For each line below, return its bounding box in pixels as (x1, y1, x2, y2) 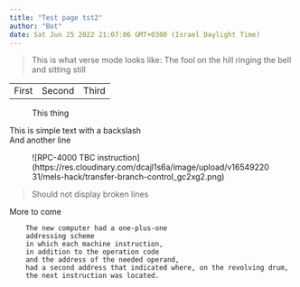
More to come (9, 207, 61, 218)
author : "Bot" (9, 22, 63, 31)
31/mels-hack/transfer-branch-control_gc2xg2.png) (32, 171, 225, 182)
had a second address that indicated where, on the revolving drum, (25, 264, 289, 273)
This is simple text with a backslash (9, 125, 142, 136)
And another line (9, 134, 71, 145)
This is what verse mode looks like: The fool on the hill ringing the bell (31, 55, 292, 66)
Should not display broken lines (31, 189, 149, 199)
